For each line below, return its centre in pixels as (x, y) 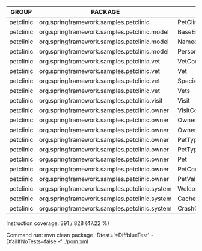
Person (187, 52)
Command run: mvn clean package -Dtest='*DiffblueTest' (78, 235)
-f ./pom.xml (73, 241)
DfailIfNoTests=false (31, 241)
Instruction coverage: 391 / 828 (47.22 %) (58, 223)
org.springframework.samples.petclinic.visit (101, 100)
